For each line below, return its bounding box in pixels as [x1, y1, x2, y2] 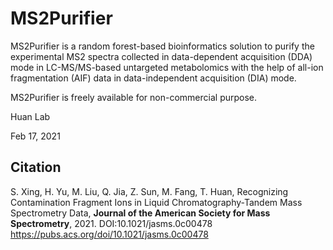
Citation [10, 159, 62, 176]
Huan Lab [10, 110, 51, 122]
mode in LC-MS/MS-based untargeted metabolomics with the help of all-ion [10, 61, 324, 73]
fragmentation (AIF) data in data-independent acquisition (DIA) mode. [10, 72, 297, 84]
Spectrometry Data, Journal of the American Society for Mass [10, 207, 271, 219]
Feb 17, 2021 [10, 130, 61, 142]
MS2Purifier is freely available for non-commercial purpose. [10, 91, 258, 103]
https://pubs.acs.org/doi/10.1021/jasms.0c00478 [10, 228, 209, 240]
